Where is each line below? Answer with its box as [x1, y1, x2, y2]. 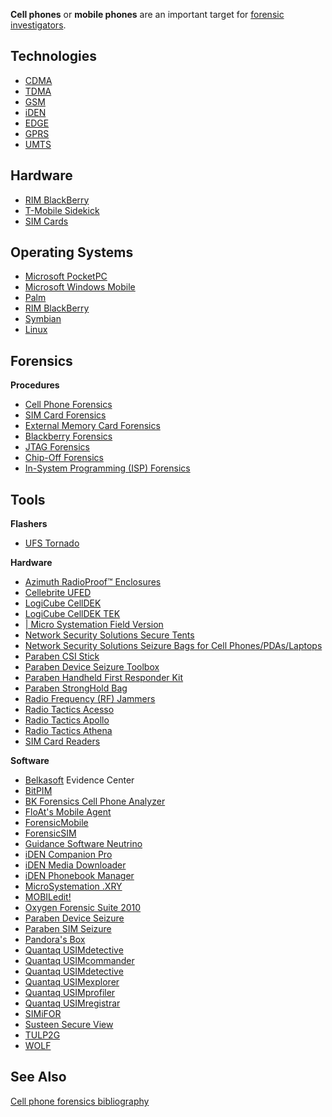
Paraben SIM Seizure [24, 923, 112, 935]
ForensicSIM [24, 827, 77, 839]
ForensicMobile [24, 817, 89, 829]
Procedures [10, 379, 60, 391]
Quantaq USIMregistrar [24, 997, 121, 1009]
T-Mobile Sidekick [24, 204, 100, 216]
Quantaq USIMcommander [24, 955, 135, 967]
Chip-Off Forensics [24, 452, 104, 464]
